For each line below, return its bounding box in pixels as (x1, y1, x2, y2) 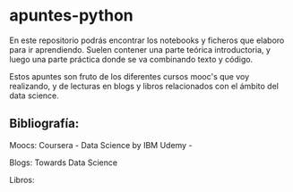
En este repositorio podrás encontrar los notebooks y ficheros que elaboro (9, 35, 285, 46)
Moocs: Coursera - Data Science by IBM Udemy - (9, 139, 193, 150)
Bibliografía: (9, 116, 80, 131)
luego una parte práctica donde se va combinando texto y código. (9, 54, 254, 64)
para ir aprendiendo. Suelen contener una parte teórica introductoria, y (9, 44, 271, 54)
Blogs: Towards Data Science (9, 157, 118, 168)
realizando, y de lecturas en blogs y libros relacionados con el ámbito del (9, 80, 280, 91)
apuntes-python (9, 5, 134, 26)
